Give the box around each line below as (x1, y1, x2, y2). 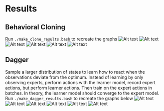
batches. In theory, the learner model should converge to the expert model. (5, 90, 160, 96)
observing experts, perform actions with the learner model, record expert (5, 79, 156, 85)
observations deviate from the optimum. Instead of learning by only (5, 74, 144, 80)
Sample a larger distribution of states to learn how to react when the (5, 69, 146, 75)
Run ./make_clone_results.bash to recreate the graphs (5, 36, 118, 42)
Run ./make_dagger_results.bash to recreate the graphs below (5, 95, 133, 101)
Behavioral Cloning (5, 23, 66, 31)
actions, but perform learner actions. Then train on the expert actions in (5, 85, 153, 91)
